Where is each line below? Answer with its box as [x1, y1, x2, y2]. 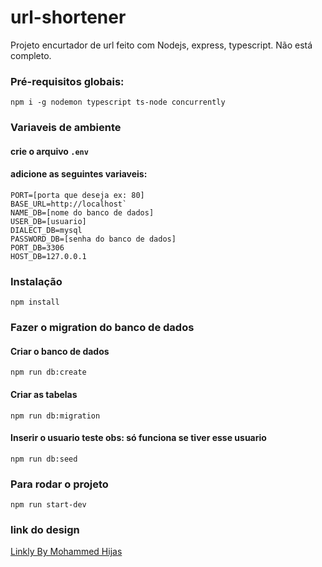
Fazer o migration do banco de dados [10, 321, 195, 335]
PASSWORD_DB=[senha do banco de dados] [10, 234, 177, 244]
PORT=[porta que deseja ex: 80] [10, 190, 145, 200]
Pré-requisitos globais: [10, 74, 125, 88]
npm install [10, 297, 60, 308]
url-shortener [10, 6, 127, 29]
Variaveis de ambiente [10, 121, 122, 135]
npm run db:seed [10, 454, 78, 464]
